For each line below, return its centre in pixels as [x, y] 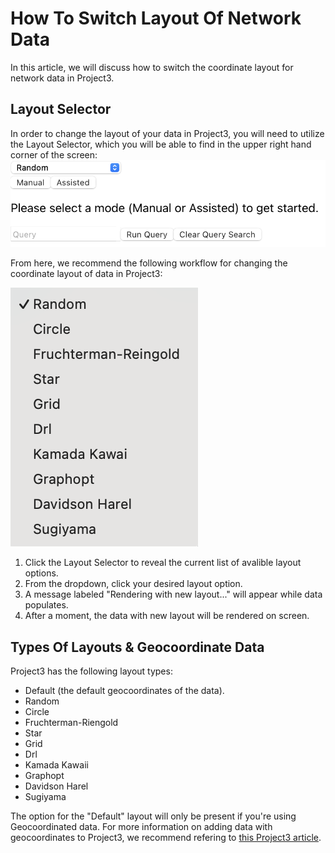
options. [41, 573]
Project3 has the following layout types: [91, 671]
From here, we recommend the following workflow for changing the [149, 263]
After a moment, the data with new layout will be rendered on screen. [167, 616]
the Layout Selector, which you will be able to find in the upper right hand [161, 144]
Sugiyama [45, 796]
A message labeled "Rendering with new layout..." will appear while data [173, 594]
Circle [37, 711]
